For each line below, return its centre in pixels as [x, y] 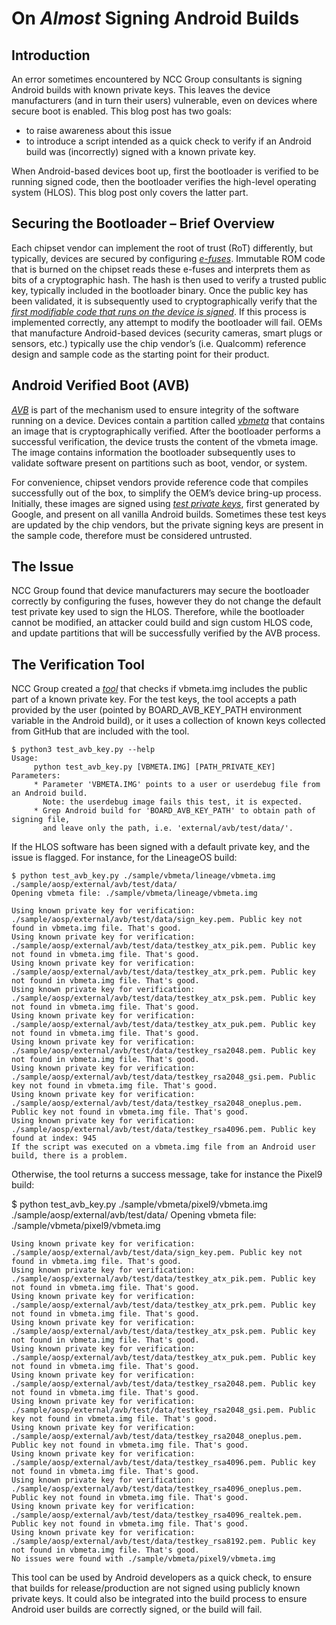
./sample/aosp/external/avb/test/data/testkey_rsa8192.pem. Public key [163, 1542]
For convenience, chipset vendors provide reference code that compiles [160, 482]
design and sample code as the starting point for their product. [140, 354]
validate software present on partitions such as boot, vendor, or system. [159, 463]
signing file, [41, 820]
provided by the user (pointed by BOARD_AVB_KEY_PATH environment [157, 710]
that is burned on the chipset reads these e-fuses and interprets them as [161, 269]
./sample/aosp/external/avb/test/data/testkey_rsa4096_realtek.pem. [157, 1515]
